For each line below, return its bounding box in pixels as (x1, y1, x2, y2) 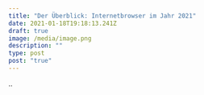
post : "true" (8, 57, 52, 65)
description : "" (8, 42, 63, 50)
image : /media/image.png (8, 34, 92, 43)
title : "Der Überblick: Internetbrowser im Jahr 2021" (8, 11, 197, 20)
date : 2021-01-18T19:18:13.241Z (8, 19, 117, 27)
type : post (8, 49, 45, 57)
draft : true (8, 27, 48, 35)
